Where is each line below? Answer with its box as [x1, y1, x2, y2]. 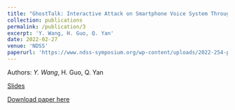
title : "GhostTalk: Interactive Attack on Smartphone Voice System [7, 10, 208, 17]
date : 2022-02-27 [7, 36, 58, 43]
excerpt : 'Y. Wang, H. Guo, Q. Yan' [7, 29, 114, 37]
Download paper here [7, 95, 70, 103]
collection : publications [7, 17, 83, 24]
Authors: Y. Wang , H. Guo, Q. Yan [7, 68, 104, 77]
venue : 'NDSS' [7, 42, 49, 49]
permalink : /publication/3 [7, 23, 86, 30]
